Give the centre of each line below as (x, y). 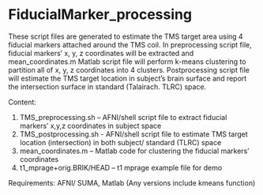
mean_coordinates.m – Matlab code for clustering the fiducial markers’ (134, 151)
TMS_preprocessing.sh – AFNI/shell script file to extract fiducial (123, 117)
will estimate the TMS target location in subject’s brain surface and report (128, 78)
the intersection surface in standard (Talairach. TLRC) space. (107, 86)
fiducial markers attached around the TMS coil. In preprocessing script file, (130, 44)
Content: (23, 102)
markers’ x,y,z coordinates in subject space (90, 126)
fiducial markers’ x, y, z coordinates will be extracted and (101, 53)
